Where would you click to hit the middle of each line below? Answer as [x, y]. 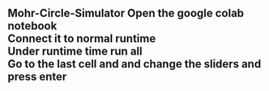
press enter [37, 77]
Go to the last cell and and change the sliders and [134, 64]
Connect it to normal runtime [82, 39]
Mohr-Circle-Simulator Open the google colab [126, 13]
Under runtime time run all [75, 52]
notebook [32, 26]
